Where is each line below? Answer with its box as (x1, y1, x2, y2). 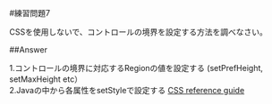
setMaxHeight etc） (9, 74, 83, 84)
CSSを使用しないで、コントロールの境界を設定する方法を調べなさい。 (9, 27, 268, 37)
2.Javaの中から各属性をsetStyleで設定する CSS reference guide (9, 85, 245, 95)
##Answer (9, 44, 47, 55)
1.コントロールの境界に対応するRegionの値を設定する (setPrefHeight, (9, 63, 264, 73)
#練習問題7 (9, 8, 51, 18)
